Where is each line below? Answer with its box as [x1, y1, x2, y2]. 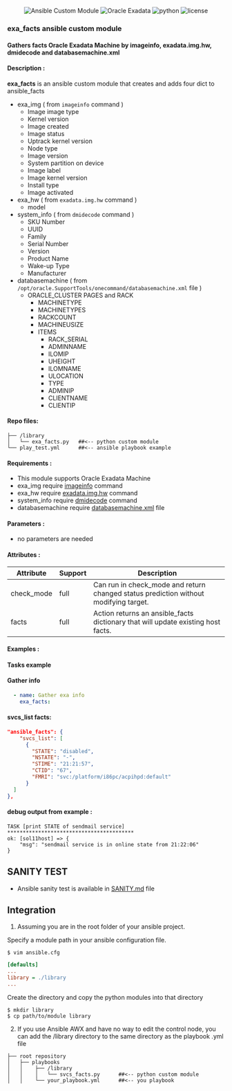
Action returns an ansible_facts [93, 608, 194, 618]
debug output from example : [7, 808, 93, 816]
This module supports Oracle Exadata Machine [17, 474, 151, 483]
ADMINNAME [48, 342, 87, 350]
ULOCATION [48, 372, 84, 380]
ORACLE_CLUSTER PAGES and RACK [27, 291, 134, 299]
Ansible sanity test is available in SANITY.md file [17, 884, 155, 893]
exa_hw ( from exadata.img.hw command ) [17, 196, 137, 204]
